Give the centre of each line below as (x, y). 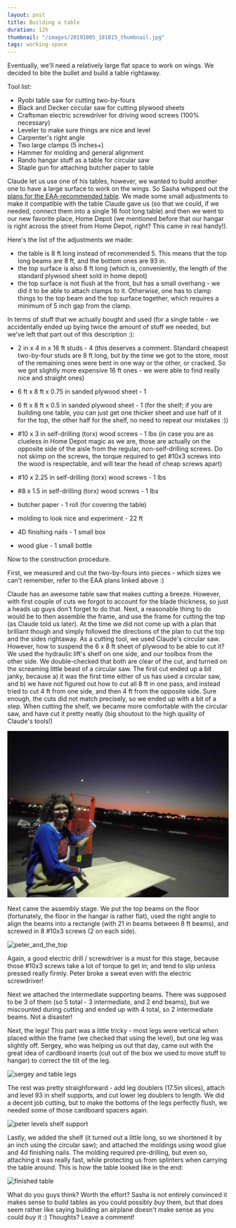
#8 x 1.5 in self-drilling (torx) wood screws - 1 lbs (88, 491)
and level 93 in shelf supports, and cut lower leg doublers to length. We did (116, 1096)
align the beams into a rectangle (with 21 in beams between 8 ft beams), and (118, 924)
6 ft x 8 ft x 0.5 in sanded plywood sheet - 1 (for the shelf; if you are (115, 406)
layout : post (26, 15)
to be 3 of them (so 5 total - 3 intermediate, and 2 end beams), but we (109, 1002)
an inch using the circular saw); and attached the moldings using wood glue (117, 1145)
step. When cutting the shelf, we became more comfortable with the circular (118, 706)
